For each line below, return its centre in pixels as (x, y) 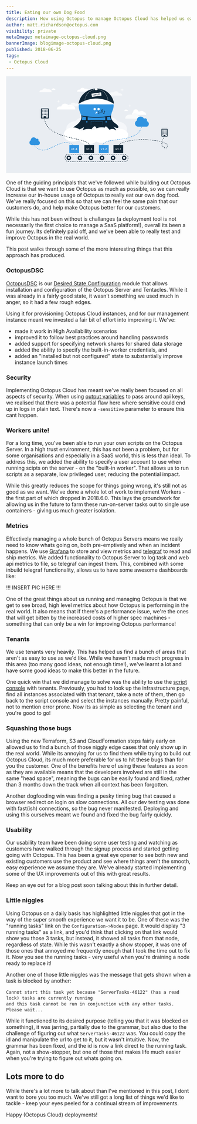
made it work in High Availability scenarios (66, 331)
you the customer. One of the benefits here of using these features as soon (97, 766)
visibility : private (31, 31)
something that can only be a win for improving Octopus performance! (91, 624)
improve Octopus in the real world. (48, 238)
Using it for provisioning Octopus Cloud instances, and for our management (97, 313)
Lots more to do (35, 1077)
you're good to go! (28, 713)
